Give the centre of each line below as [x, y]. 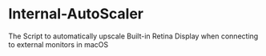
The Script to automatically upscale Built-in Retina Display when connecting [133, 36]
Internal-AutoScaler [76, 14]
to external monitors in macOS [58, 44]
